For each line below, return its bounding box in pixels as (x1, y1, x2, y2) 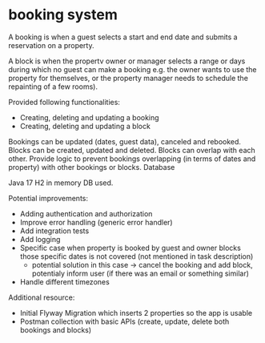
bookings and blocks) (19, 325, 92, 334)
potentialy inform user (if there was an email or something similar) (31, 268, 250, 278)
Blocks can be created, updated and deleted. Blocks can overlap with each (8, 145, 256, 155)
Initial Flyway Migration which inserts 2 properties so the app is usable (19, 308, 253, 317)
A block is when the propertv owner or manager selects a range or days (8, 56, 246, 66)
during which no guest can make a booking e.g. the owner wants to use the (8, 64, 258, 74)
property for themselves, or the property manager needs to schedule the (8, 73, 248, 83)
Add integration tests (19, 226, 90, 236)
